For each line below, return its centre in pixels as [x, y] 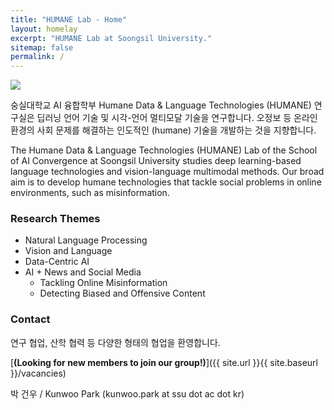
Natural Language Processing [86, 240]
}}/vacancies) [38, 373]
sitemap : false [42, 47]
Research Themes [55, 219]
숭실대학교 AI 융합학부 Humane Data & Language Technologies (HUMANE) [161, 105]
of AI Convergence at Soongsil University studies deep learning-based [156, 161]
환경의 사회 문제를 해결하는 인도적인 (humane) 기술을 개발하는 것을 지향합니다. [163, 130]
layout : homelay [44, 29]
